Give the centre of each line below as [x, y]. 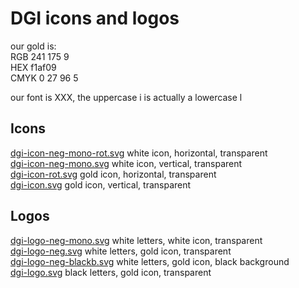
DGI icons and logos [95, 18]
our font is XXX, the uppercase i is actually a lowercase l [126, 97]
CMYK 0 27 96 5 [44, 78]
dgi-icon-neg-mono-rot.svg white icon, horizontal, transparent [139, 153]
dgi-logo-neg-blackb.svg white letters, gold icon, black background [150, 261]
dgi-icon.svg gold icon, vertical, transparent [101, 184]
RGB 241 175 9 [40, 56]
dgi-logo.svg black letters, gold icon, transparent [111, 272]
